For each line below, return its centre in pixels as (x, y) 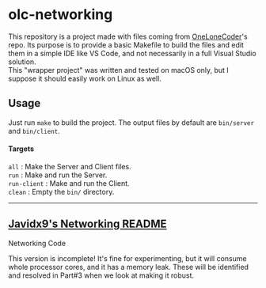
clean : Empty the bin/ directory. (61, 191)
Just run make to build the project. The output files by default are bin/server (131, 122)
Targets (21, 149)
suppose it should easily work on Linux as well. (85, 78)
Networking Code (37, 243)
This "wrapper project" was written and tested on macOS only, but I (119, 70)
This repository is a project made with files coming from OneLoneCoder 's (128, 36)
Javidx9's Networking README (87, 224)
